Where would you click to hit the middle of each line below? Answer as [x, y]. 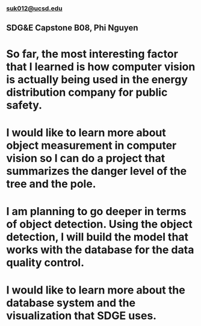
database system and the [71, 303]
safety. [24, 105]
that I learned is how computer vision [101, 67]
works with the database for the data [100, 250]
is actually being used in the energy [97, 79]
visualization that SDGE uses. [82, 316]
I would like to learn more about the [96, 290]
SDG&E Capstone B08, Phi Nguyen [72, 28]
